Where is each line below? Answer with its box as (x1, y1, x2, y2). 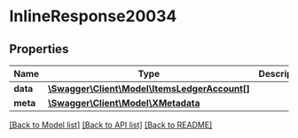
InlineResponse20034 (9, 6, 177, 27)
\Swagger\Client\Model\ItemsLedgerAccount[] (47, 82, 250, 95)
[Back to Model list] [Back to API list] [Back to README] (9, 119, 213, 130)
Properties (9, 42, 69, 57)
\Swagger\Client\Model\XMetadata (47, 97, 200, 109)
